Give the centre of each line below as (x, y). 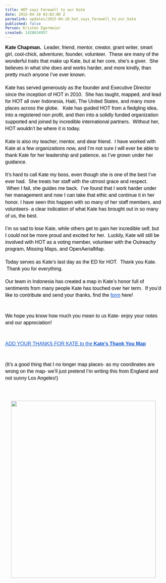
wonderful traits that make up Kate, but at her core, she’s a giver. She (82, 61)
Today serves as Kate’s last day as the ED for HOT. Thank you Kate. (81, 262)
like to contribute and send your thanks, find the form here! (69, 295)
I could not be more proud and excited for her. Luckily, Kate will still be (82, 235)
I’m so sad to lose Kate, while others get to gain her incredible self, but (82, 229)
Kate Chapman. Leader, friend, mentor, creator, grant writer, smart (79, 47)
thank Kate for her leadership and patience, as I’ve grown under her (79, 155)
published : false (23, 24)
